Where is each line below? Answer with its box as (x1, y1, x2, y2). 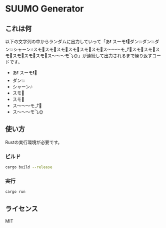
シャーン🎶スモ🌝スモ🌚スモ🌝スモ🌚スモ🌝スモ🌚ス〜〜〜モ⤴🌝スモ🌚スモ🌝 (13, 46, 156, 52)
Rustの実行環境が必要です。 (5, 139, 62, 145)
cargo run (5, 189, 26, 194)
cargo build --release (5, 165, 52, 170)
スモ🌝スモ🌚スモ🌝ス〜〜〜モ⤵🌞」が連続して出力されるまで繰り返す (12, 53, 152, 58)
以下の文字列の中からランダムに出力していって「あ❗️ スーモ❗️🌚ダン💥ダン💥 (5, 39, 155, 44)
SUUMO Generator (5, 3, 84, 15)
